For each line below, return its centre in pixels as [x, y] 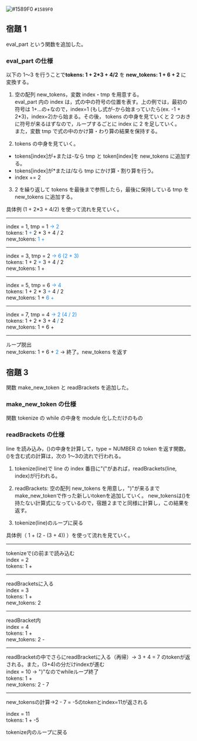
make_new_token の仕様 [41, 404]
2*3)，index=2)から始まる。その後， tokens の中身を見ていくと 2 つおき [103, 117]
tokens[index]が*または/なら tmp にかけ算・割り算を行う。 [86, 171]
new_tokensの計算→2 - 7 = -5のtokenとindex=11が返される [77, 702]
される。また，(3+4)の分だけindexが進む [55, 664]
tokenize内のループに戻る [37, 732]
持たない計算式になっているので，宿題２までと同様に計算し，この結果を [102, 503]
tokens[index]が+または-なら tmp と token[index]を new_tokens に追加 [100, 156]
